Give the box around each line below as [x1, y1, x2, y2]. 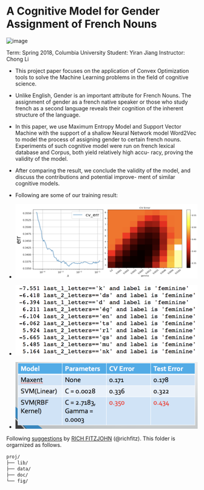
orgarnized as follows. [6, 441, 62, 449]
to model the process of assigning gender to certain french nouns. [15, 135, 182, 143]
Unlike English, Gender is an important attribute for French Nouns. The [15, 92, 191, 99]
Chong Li [6, 55, 29, 62]
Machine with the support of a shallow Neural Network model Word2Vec [15, 129, 197, 136]
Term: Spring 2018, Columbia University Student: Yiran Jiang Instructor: [6, 49, 185, 56]
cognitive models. [15, 180, 60, 187]
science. [15, 80, 37, 87]
